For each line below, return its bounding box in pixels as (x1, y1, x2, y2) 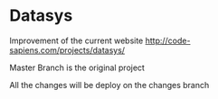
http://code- (145, 35, 191, 46)
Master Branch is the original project (9, 62, 145, 73)
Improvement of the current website (9, 35, 144, 46)
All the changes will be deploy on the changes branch (9, 79, 210, 90)
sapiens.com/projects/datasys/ (9, 44, 125, 55)
